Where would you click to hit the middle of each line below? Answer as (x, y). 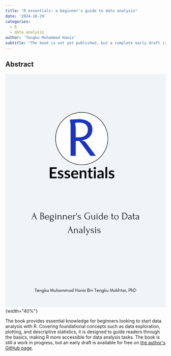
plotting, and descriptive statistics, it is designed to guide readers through (83, 332)
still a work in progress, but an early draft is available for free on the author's (85, 342)
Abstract (20, 65)
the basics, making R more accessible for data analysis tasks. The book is (83, 337)
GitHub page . (19, 348)
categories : (18, 21)
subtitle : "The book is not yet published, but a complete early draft (83, 43)
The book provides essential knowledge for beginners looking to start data (83, 321)
